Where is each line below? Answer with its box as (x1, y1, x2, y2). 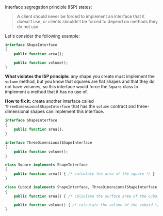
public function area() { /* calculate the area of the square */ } (14, 171, 155, 176)
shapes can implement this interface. (30, 108, 104, 114)
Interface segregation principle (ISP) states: (5, 4, 92, 10)
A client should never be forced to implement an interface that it (16, 14, 145, 19)
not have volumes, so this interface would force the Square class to (5, 84, 138, 90)
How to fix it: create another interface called (5, 98, 94, 104)
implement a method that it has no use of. (5, 89, 88, 95)
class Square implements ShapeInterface (5, 162, 88, 168)
